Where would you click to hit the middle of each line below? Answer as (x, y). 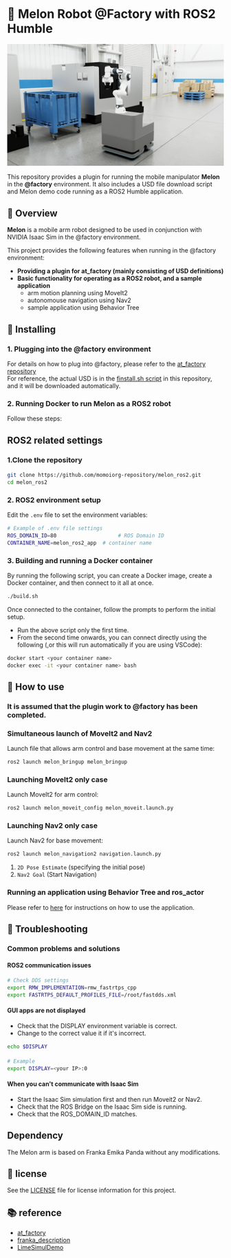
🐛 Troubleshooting (47, 929)
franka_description (44, 1240)
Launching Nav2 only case (53, 826)
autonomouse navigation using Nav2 (79, 300)
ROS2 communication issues (49, 965)
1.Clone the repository (45, 460)
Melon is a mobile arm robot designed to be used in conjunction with (104, 230)
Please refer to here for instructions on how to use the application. (101, 907)
